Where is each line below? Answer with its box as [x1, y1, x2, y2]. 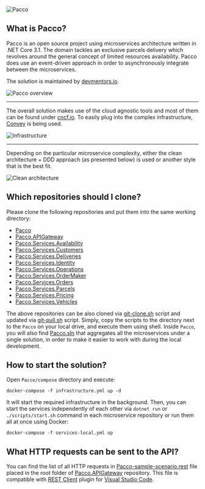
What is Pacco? [6, 23, 67, 34]
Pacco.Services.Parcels [15, 285, 75, 292]
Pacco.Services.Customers [15, 246, 84, 253]
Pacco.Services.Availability [15, 239, 84, 247]
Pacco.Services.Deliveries [15, 252, 81, 260]
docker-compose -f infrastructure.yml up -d [6, 388, 121, 394]
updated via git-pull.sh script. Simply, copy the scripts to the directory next [6, 316, 195, 323]
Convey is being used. [6, 120, 63, 127]
